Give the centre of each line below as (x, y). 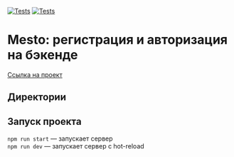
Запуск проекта (44, 121)
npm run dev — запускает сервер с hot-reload (76, 146)
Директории (37, 97)
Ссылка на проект (35, 74)
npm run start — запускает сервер (60, 138)
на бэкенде (43, 55)
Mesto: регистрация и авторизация (118, 40)
